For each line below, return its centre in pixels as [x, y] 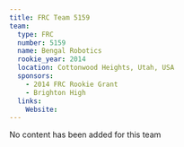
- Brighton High [56, 92]
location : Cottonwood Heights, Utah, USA [96, 68]
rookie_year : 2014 [52, 59]
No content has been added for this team [85, 134]
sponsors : [35, 76]
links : [30, 101]
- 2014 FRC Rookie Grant [72, 84]
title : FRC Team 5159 [50, 17]
